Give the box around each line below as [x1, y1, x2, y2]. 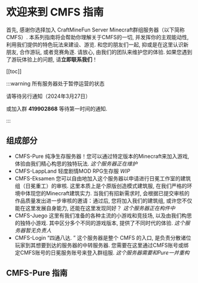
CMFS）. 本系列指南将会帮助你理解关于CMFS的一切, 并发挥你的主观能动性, [6, 33, 189, 40]
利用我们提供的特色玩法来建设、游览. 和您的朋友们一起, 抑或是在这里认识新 [6, 41, 189, 48]
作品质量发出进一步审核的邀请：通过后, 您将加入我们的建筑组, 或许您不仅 [14, 197, 193, 204]
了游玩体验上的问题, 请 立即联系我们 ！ [6, 56, 98, 63]
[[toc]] [6, 68, 22, 75]
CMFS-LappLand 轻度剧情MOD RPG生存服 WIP [14, 167, 130, 174]
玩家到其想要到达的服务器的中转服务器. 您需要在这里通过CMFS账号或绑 [14, 241, 189, 249]
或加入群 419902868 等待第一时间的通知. [6, 105, 108, 112]
